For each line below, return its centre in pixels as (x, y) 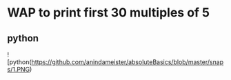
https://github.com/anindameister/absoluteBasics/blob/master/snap (128, 62)
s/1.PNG (19, 69)
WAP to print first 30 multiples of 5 (109, 13)
